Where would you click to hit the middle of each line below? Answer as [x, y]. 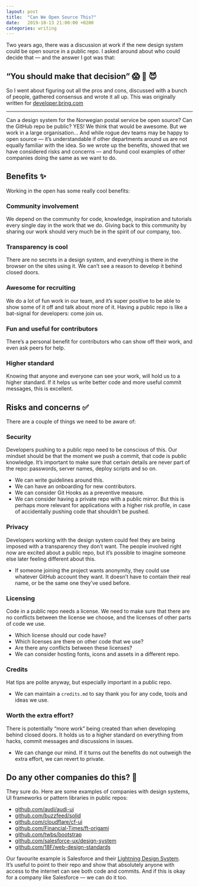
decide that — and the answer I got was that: [61, 57]
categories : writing [32, 28]
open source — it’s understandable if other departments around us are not [97, 139]
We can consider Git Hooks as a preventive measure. [79, 493]
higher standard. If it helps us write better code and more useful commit [94, 382]
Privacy [17, 527]
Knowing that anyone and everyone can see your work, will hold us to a [93, 376]
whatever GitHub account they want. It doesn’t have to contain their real [102, 577]
